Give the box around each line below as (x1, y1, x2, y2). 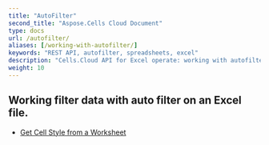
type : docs (8, 26, 45, 34)
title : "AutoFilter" (8, 11, 78, 20)
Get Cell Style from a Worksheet (19, 127, 126, 137)
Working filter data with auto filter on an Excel (8, 94, 242, 107)
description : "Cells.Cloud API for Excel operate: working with (8, 57, 227, 65)
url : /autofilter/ (8, 34, 70, 42)
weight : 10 (8, 64, 45, 72)
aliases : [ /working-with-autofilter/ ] (8, 42, 138, 50)
